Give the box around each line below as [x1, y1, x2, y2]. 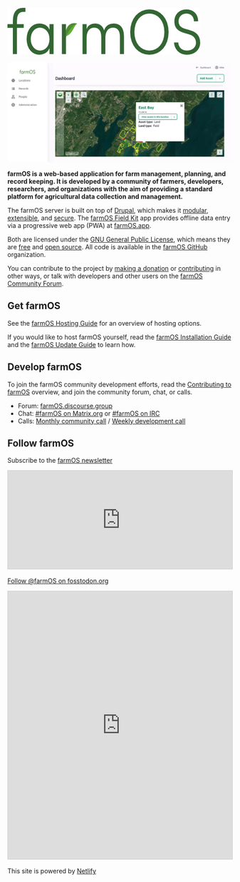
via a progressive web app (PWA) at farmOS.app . [7, 221, 152, 229]
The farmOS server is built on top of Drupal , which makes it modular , [7, 206, 209, 214]
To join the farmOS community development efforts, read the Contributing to [7, 380, 231, 389]
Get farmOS [7, 300, 61, 312]
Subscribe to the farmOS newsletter [7, 456, 113, 465]
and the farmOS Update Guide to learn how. [7, 340, 136, 349]
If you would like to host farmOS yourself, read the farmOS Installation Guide [7, 333, 231, 341]
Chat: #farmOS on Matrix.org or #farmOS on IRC [17, 409, 160, 418]
